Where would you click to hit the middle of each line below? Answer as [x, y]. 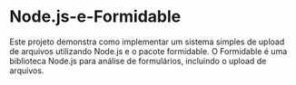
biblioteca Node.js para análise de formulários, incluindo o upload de [138, 61]
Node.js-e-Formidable [95, 17]
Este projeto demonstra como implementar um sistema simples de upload [147, 42]
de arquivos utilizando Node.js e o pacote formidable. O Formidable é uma [148, 51]
